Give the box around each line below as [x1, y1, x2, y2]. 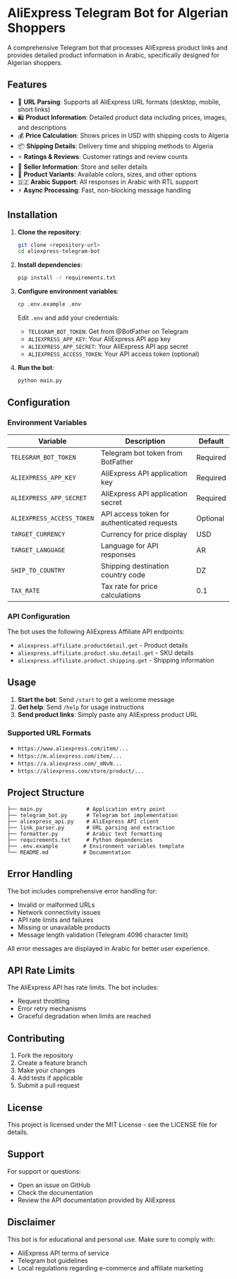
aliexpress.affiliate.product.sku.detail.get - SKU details [17, 648, 194, 657]
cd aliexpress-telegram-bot [17, 248, 100, 255]
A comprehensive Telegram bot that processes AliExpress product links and [7, 43, 228, 52]
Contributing [7, 1033, 65, 1045]
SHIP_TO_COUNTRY [11, 566, 66, 574]
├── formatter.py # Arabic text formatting [7, 830, 162, 838]
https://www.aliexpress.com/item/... [17, 745, 129, 753]
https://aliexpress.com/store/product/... [17, 768, 145, 775]
